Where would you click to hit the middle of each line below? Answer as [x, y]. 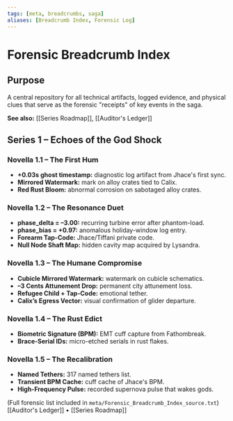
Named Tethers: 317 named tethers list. [74, 374]
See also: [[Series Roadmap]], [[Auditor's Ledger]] [80, 118]
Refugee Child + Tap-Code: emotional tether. [82, 293]
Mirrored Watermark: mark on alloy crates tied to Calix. [97, 183]
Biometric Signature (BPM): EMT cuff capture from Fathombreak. [112, 334]
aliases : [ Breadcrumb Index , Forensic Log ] [71, 20]
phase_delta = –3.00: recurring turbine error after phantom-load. [111, 223]
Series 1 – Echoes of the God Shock [85, 140]
